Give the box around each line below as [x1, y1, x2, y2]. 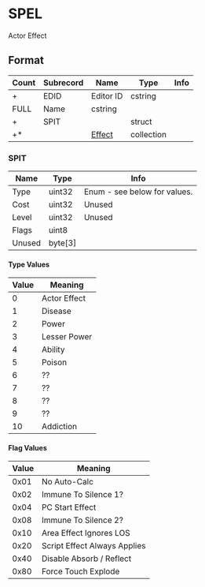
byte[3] [48, 237, 77, 249]
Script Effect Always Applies [42, 540, 146, 551]
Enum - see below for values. [83, 186, 193, 197]
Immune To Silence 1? [42, 489, 124, 500]
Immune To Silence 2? [42, 514, 124, 525]
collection [130, 129, 167, 140]
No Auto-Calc [42, 477, 94, 488]
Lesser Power [42, 331, 93, 342]
